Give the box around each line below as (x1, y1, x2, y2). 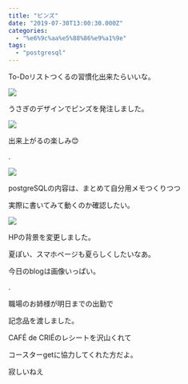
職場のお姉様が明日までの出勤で (8, 299, 114, 308)
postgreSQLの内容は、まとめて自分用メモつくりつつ (8, 183, 182, 193)
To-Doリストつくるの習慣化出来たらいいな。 (8, 72, 155, 81)
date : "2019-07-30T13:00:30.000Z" (8, 19, 124, 27)
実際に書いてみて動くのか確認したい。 (8, 201, 134, 210)
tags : (8, 42, 26, 50)
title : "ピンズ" (8, 11, 58, 20)
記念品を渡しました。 (8, 316, 78, 325)
